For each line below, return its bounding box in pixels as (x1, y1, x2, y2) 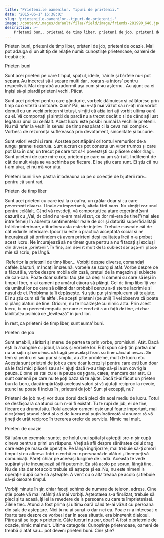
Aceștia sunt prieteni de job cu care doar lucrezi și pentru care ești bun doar (5, 360, 159, 366)
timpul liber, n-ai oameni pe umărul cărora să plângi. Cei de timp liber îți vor (5, 280, 156, 286)
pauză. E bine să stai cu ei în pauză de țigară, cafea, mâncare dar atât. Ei (5, 371, 151, 376)
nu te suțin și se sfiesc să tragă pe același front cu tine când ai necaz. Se (5, 350, 152, 355)
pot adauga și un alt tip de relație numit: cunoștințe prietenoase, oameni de (5, 48, 156, 54)
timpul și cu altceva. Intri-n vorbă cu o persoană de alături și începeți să (5, 451, 149, 456)
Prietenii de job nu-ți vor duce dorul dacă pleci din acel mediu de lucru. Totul (5, 395, 159, 401)
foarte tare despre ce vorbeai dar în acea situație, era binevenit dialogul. (5, 512, 150, 517)
